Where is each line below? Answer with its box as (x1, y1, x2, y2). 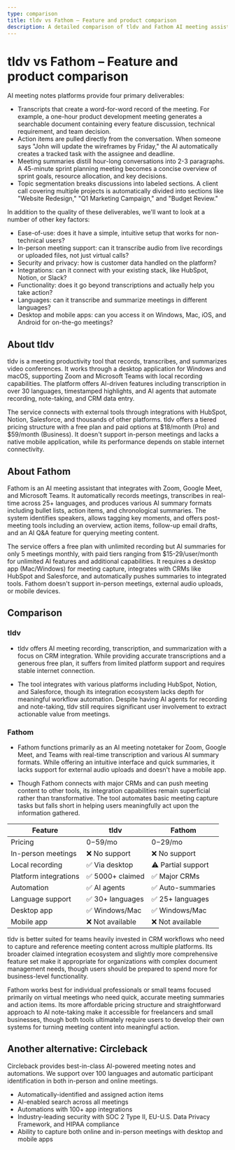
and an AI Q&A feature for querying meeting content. (7, 528, 159, 536)
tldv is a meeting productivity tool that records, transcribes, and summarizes (7, 357, 227, 366)
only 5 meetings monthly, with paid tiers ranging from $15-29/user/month (7, 549, 218, 557)
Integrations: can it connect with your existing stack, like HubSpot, (17, 266, 208, 275)
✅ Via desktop (86, 859, 134, 869)
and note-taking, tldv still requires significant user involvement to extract (17, 702, 227, 711)
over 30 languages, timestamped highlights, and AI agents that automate (7, 387, 217, 396)
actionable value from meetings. (17, 709, 111, 718)
